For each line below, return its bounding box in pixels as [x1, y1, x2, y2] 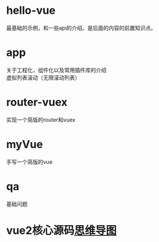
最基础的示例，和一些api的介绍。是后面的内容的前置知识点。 [6, 24, 157, 31]
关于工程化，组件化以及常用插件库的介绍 [6, 66, 107, 73]
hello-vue [6, 4, 56, 17]
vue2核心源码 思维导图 [6, 223, 117, 237]
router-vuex [6, 96, 68, 109]
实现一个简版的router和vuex [6, 116, 76, 123]
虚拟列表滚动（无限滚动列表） [6, 73, 80, 81]
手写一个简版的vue [6, 158, 53, 166]
